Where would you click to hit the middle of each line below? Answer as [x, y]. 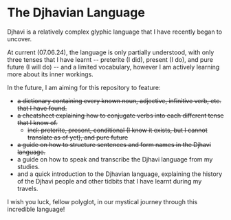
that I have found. [42, 108]
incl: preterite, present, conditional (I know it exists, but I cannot [117, 130]
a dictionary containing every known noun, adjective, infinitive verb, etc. [119, 100]
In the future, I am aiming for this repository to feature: [84, 87]
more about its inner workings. [51, 74]
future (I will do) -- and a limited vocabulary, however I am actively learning [113, 67]
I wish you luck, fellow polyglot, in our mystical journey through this [102, 201]
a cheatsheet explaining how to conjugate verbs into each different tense [120, 115]
